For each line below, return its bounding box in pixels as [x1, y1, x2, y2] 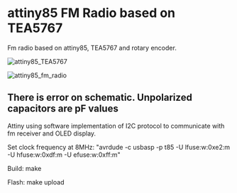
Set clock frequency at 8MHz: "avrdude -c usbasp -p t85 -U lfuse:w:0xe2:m [7, 143, 231, 151]
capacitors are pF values [7, 103, 118, 115]
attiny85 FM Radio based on [7, 5, 176, 21]
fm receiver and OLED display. [7, 129, 97, 138]
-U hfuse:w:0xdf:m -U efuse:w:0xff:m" [7, 150, 121, 159]
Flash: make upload [7, 177, 65, 186]
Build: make [7, 164, 42, 172]
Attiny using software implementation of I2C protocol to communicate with [7, 121, 225, 130]
